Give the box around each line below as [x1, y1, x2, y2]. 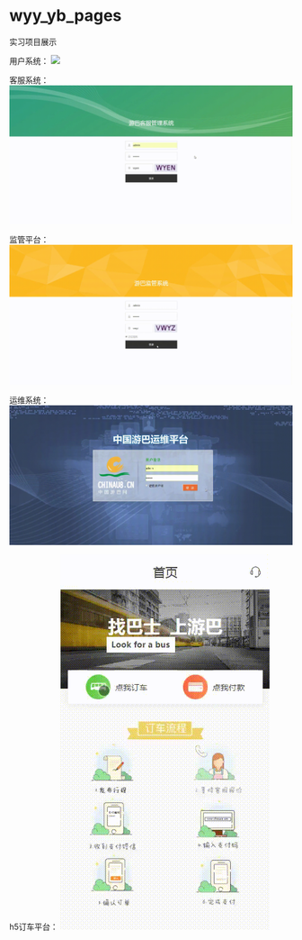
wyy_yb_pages [9, 5, 122, 26]
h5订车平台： [9, 921, 58, 932]
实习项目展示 [9, 36, 57, 47]
